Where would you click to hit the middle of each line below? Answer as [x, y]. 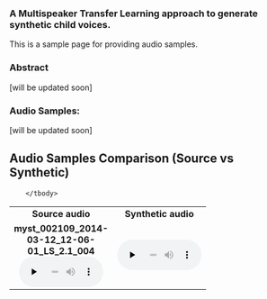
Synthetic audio [160, 213]
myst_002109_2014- [61, 228]
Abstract [29, 68]
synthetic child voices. [60, 24]
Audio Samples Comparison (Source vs [121, 159]
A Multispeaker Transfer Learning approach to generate [134, 14]
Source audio [61, 213]
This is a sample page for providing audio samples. [104, 44]
